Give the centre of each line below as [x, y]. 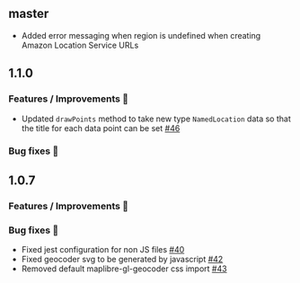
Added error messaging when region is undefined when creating [141, 35]
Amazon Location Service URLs [80, 45]
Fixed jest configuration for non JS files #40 [103, 250]
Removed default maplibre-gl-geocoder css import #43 [124, 269]
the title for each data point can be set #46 [101, 128]
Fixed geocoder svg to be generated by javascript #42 [122, 260]
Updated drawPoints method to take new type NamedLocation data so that [156, 119]
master [29, 14]
